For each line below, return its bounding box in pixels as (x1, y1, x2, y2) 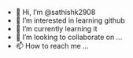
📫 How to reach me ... (15, 42, 89, 50)
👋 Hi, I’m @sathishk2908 (15, 8, 96, 16)
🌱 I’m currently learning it (15, 24, 98, 33)
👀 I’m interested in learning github (15, 16, 125, 25)
